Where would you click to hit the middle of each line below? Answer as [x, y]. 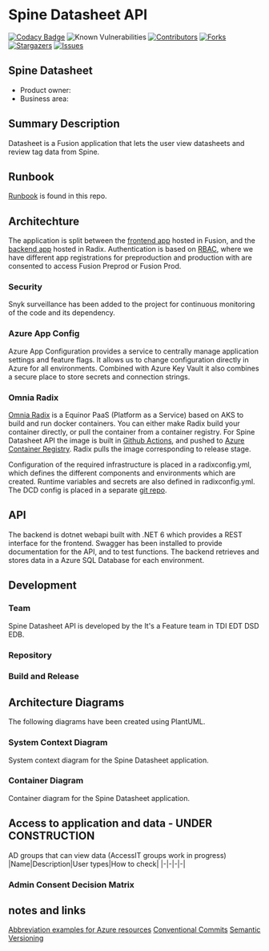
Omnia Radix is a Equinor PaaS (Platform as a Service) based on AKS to [126, 415]
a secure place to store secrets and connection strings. [99, 376]
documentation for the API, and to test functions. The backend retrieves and [134, 552]
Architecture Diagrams [66, 702]
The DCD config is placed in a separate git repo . [88, 490]
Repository [30, 655]
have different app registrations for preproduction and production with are [130, 257]
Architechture [44, 221]
